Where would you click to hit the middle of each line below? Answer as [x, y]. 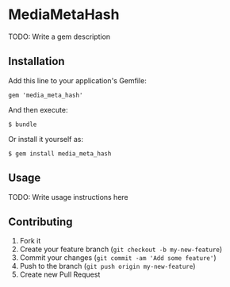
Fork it [30, 241]
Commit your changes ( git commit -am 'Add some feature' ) [118, 258]
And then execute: [38, 109]
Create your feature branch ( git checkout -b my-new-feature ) [121, 249]
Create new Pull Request [60, 274]
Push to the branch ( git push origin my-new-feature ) [107, 266]
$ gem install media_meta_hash [60, 153]
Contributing [40, 222]
